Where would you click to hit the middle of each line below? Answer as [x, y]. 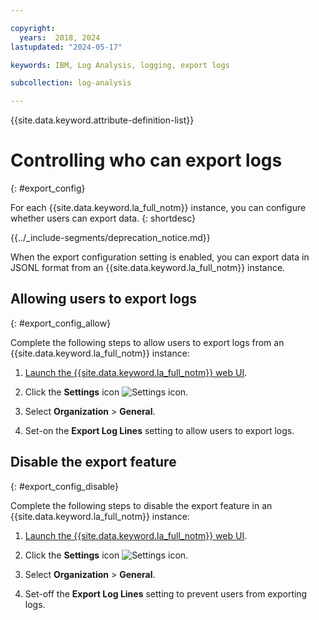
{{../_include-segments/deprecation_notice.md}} [110, 238]
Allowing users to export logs [104, 299]
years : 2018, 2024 [60, 37]
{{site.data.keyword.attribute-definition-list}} [102, 120]
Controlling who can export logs [146, 160]
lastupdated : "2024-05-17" [66, 47]
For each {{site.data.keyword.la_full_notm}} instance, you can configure [158, 208]
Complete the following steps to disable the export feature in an [141, 505]
